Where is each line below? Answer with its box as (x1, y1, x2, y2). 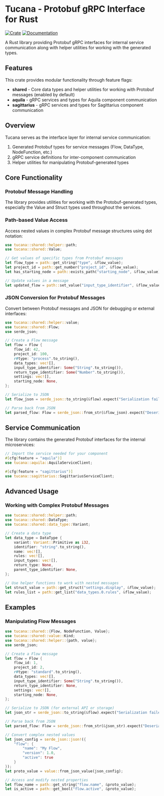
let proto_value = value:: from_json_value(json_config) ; (5, 769, 123, 774)
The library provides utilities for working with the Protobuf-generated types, (5, 199, 158, 205)
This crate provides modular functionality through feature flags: (5, 77, 133, 83)
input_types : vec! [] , (14, 558, 58, 563)
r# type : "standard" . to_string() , (14, 669, 82, 675)
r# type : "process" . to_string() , (14, 356, 80, 361)
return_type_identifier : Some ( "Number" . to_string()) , (14, 370, 125, 375)
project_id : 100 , (14, 352, 49, 357)
